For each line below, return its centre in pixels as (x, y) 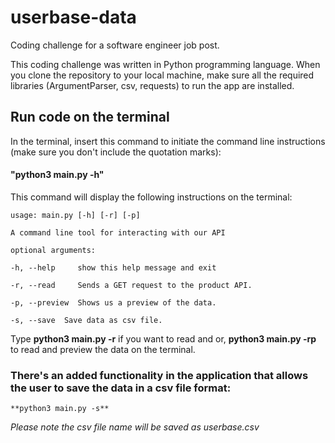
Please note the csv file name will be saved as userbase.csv (135, 427)
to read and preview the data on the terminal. (103, 349)
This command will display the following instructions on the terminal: (151, 197)
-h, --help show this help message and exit (113, 267)
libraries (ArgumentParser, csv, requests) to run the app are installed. (152, 85)
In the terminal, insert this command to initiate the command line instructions (168, 141)
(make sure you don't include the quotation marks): (116, 152)
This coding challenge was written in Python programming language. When (165, 64)
